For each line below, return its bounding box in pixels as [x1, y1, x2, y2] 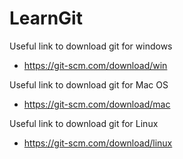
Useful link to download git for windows [9, 40, 173, 52]
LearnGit [9, 7, 83, 30]
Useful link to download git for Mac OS [9, 78, 169, 91]
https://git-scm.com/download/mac [23, 98, 171, 110]
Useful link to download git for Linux [9, 117, 159, 129]
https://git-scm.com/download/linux [23, 137, 173, 149]
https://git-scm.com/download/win [23, 59, 168, 71]
